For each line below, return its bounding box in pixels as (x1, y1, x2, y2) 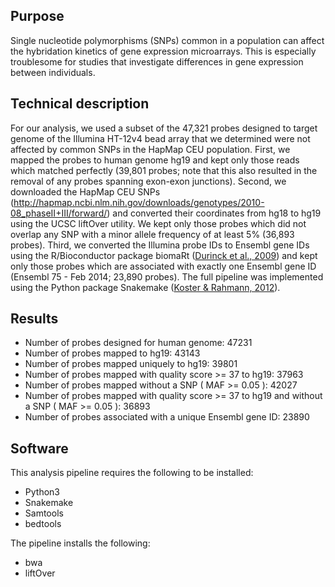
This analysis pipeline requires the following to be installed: (10, 467, 254, 479)
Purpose (10, 8, 65, 25)
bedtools (24, 518, 62, 530)
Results (10, 310, 59, 328)
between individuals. (10, 66, 96, 78)
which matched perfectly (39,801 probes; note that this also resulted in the (10, 164, 318, 176)
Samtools (24, 507, 64, 519)
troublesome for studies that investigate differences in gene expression (10, 55, 304, 68)
